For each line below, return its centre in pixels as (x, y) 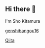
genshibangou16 (22, 31)
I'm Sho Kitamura (23, 21)
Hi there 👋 (21, 9)
